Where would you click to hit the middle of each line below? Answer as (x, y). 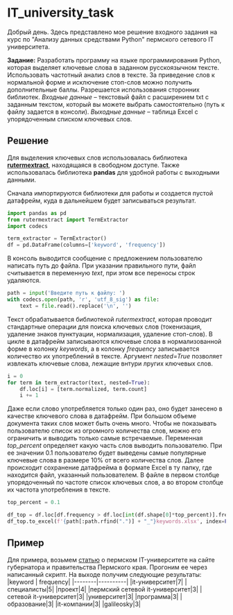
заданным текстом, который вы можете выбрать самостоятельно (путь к (116, 104)
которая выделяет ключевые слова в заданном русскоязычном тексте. (113, 67)
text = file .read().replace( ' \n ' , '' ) (76, 306)
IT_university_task (61, 13)
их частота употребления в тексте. (59, 490)
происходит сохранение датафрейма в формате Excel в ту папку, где (110, 468)
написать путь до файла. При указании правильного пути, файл (102, 266)
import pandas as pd (37, 213)
